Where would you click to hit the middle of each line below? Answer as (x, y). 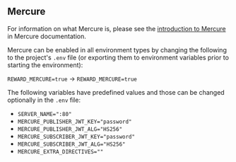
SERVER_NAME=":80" (45, 114)
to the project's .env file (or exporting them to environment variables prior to (118, 57)
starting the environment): (45, 65)
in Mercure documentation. (47, 36)
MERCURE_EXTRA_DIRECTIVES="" (60, 151)
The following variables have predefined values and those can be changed (116, 92)
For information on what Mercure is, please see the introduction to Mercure (117, 28)
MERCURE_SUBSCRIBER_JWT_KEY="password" (76, 137)
